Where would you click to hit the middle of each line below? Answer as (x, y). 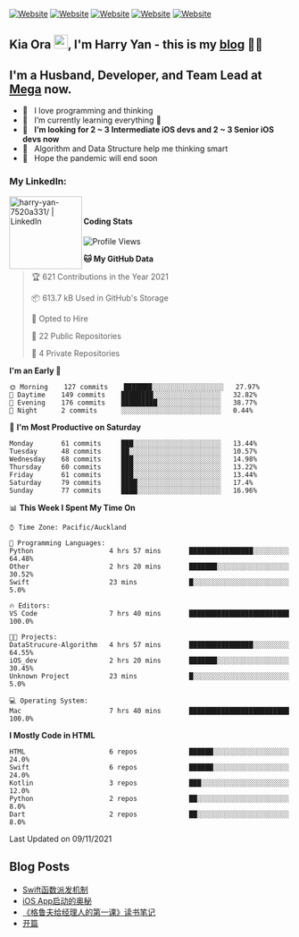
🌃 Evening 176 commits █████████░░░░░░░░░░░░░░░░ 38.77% (133, 403)
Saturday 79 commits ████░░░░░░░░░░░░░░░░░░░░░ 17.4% (131, 482)
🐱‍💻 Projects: (33, 637)
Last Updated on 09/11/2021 (61, 839)
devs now (41, 140)
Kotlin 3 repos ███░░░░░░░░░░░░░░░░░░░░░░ (149, 783)
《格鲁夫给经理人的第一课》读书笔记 (89, 912)
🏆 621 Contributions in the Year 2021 (100, 277)
